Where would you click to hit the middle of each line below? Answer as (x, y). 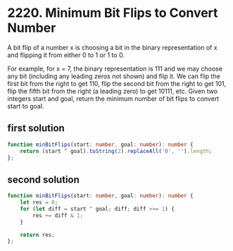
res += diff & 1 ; (58, 215)
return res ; (37, 235)
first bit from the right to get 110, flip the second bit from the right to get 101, (117, 83)
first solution (36, 128)
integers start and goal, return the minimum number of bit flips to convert (113, 98)
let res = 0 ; (39, 202)
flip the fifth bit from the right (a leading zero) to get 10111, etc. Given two (113, 91)
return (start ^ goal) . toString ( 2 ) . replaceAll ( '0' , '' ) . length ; (116, 151)
